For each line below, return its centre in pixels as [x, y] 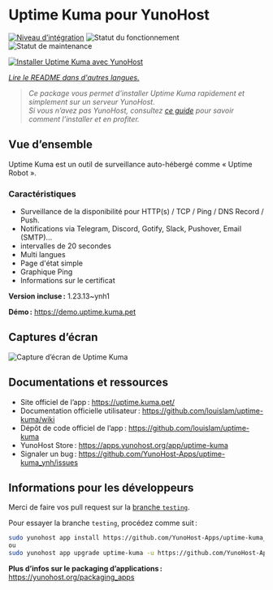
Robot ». [22, 173]
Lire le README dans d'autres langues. [74, 77]
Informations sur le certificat [67, 281]
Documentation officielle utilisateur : [80, 411]
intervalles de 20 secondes [65, 246]
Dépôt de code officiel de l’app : [74, 428]
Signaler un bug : [48, 454]
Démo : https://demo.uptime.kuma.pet [72, 312]
